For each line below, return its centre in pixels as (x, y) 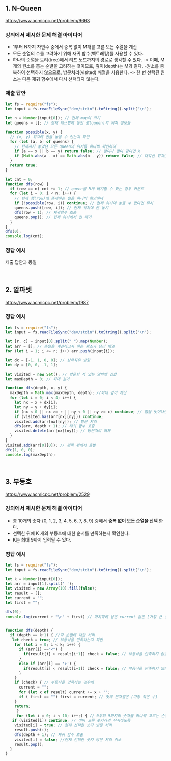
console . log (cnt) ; (25, 236)
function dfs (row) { (27, 184)
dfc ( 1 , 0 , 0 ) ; (20, 450)
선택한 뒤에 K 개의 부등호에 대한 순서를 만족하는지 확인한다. (71, 533)
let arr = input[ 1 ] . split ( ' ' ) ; (39, 584)
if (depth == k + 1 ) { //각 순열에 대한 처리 (52, 635)
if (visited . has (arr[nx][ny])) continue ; (59, 416)
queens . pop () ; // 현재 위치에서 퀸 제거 (53, 217)
